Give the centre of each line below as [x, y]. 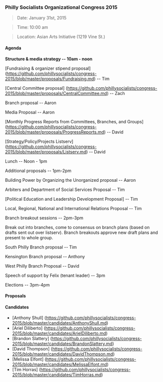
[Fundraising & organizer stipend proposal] [48, 68]
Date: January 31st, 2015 [42, 18]
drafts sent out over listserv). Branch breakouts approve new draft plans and [81, 232]
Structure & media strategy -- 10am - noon [49, 59]
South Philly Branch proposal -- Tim [41, 247]
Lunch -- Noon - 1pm [26, 161]
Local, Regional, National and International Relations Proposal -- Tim [73, 208]
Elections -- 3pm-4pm [27, 285]
